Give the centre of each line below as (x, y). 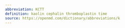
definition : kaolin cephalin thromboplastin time (56, 14)
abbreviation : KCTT (25, 9)
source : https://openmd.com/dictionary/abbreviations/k (62, 18)
